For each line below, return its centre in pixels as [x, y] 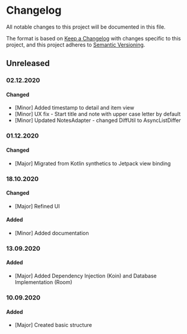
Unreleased [28, 63]
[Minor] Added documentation [52, 233]
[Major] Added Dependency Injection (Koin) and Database [86, 276]
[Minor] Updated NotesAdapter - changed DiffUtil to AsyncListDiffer [98, 120]
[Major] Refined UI [37, 206]
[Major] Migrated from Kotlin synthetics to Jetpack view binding [93, 163]
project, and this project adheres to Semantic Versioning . [76, 45]
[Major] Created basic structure [53, 325]
